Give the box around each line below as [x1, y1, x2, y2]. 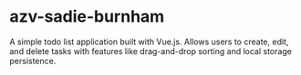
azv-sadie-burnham [9, 6, 165, 27]
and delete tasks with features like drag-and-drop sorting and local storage [9, 45, 292, 56]
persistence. [9, 55, 57, 66]
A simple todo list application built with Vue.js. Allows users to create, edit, [9, 36, 289, 47]
